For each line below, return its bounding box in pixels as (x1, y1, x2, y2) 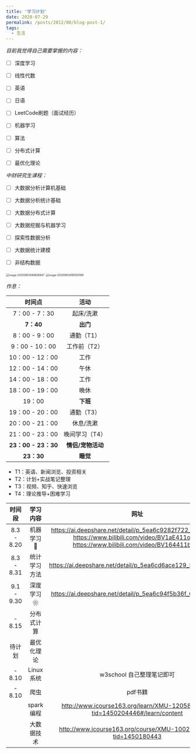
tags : (6, 25, 19, 31)
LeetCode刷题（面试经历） (14, 109, 79, 116)
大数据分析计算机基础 (14, 184, 66, 191)
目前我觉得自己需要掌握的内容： (6, 47, 83, 54)
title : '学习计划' (6, 8, 48, 15)
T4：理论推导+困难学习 (14, 490, 71, 498)
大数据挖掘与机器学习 (14, 221, 66, 228)
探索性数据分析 (14, 234, 51, 241)
